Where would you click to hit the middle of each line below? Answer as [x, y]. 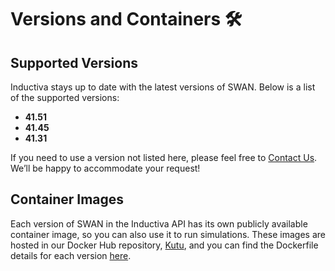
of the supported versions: [65, 97]
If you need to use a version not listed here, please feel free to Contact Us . [164, 157]
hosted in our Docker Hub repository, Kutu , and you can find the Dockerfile [164, 245]
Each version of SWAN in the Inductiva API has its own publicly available [159, 223]
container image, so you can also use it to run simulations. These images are [168, 234]
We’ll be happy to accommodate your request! [105, 168]
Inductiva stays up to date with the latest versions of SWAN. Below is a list [163, 87]
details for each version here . [71, 255]
